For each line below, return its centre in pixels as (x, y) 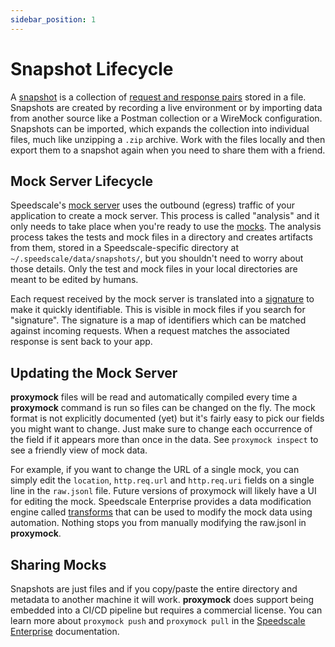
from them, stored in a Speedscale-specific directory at (124, 248)
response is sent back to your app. (81, 342)
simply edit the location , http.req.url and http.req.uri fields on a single (162, 480)
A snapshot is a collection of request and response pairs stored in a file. (158, 97)
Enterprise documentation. (65, 631)
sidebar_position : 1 (53, 19)
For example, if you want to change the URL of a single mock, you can (155, 470)
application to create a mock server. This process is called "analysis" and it (165, 216)
